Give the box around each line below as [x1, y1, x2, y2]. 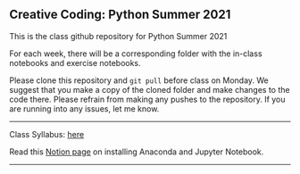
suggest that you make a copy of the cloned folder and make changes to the [9, 84, 290, 95]
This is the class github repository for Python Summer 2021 [9, 30, 228, 41]
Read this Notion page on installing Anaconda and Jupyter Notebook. [9, 146, 264, 157]
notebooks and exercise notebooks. [9, 57, 141, 68]
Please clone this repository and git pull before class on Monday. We [9, 75, 270, 86]
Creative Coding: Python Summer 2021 [9, 7, 231, 22]
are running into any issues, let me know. [9, 103, 160, 114]
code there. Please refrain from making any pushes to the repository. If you [9, 94, 286, 104]
